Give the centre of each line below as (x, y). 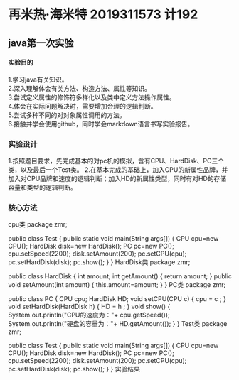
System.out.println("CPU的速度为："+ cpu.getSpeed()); (89, 315)
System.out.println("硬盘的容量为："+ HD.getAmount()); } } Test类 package (118, 324)
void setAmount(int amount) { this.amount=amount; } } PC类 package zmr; (117, 285)
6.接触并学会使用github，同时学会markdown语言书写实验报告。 (101, 124)
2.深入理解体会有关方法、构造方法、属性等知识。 (80, 88)
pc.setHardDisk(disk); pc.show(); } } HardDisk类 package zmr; (99, 262)
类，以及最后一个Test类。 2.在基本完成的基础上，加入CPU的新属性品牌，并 (118, 170)
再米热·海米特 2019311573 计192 (103, 15)
